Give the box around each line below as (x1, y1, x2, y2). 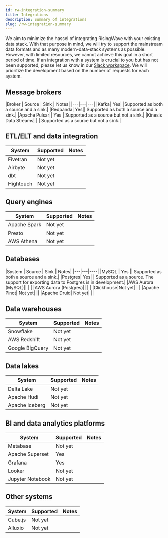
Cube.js (8, 516, 26, 523)
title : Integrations (5, 12, 49, 17)
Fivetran (8, 156, 28, 163)
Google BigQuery (8, 344, 49, 352)
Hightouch (8, 180, 33, 187)
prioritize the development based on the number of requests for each (5, 68, 149, 74)
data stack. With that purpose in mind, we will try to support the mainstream (5, 41, 163, 47)
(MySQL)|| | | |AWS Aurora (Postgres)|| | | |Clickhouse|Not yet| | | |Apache (5, 284, 159, 290)
